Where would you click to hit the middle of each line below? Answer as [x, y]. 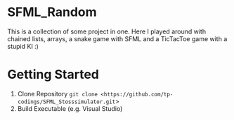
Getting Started [53, 75]
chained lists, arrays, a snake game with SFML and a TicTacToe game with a [117, 38]
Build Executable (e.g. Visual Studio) [70, 108]
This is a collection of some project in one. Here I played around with [106, 31]
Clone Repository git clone [58, 93]
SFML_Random [52, 12]
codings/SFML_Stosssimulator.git [66, 102]
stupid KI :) [23, 46]
